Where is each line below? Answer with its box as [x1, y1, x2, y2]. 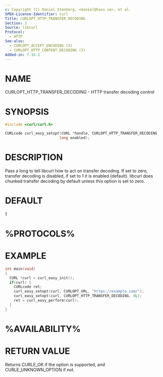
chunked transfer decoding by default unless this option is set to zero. [5, 178, 145, 184]
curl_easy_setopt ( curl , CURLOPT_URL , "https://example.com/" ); [14, 289, 145, 294]
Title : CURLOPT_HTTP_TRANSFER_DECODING [5, 16, 86, 21]
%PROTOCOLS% [5, 228, 75, 239]
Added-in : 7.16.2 [5, 52, 40, 57]
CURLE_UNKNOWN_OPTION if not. [5, 367, 75, 373]
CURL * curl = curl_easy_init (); [9, 275, 75, 280]
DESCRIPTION [5, 152, 63, 163]
